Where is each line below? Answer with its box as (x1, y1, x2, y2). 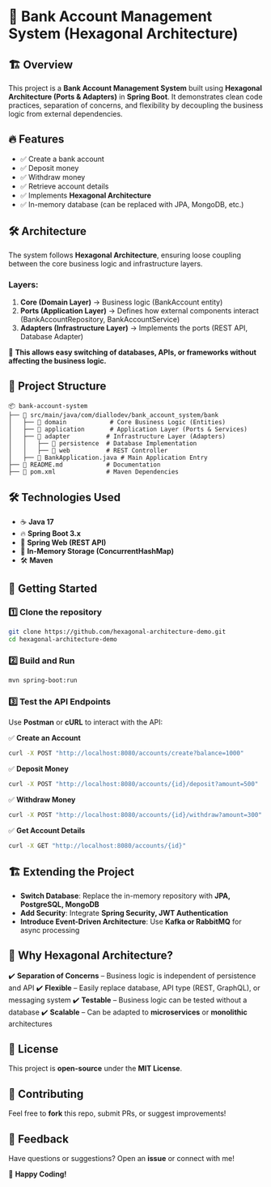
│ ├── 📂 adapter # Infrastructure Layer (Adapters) (8, 432, 227, 440)
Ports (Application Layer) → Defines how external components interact (19, 305, 259, 315)
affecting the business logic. (8, 355, 107, 365)
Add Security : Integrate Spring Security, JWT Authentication (19, 908, 229, 917)
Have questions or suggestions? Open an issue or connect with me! (8, 1154, 235, 1164)
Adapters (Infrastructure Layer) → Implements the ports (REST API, (19, 323, 248, 333)
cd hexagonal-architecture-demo (8, 636, 117, 644)
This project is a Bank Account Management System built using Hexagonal (8, 83, 263, 92)
